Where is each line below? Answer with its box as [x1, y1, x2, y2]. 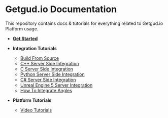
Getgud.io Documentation [5, 4, 117, 15]
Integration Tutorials [12, 45, 57, 51]
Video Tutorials [20, 107, 52, 113]
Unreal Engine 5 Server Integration [20, 82, 93, 88]
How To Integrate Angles [20, 87, 73, 93]
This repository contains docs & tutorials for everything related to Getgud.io [5, 20, 163, 26]
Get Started [12, 35, 38, 42]
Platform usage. [5, 25, 39, 31]
